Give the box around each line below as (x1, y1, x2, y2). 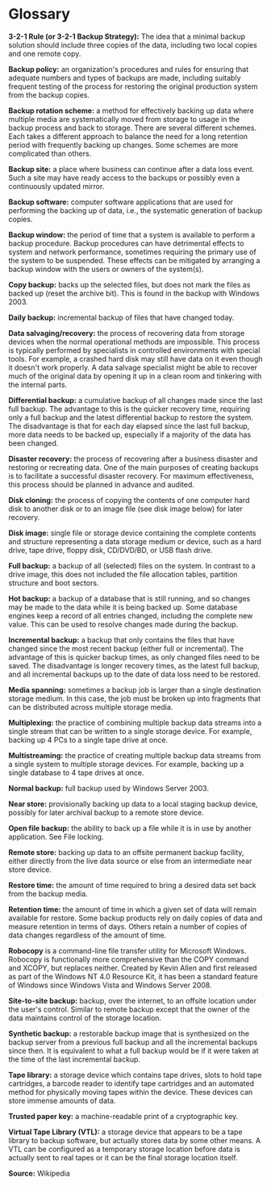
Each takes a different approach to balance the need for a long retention (8, 131, 248, 141)
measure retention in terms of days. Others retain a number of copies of (8, 921, 248, 931)
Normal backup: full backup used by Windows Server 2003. (8, 783, 210, 793)
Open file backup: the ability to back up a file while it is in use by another (8, 823, 252, 832)
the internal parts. (8, 379, 68, 389)
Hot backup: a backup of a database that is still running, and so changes (8, 593, 251, 603)
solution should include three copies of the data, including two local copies (8, 40, 258, 49)
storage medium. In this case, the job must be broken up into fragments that (8, 694, 261, 703)
